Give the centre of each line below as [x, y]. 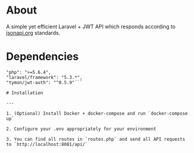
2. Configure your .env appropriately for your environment [81, 129]
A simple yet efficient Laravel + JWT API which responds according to [91, 26]
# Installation [25, 93]
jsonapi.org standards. [33, 32]
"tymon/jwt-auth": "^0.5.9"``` [44, 82]
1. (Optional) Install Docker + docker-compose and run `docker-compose [97, 113]
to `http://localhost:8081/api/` [47, 144]
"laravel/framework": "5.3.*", [44, 77]
